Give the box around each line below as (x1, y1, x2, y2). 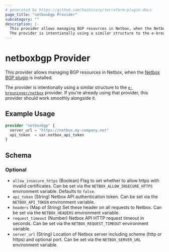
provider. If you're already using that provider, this (44, 89, 148, 96)
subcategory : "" (5, 17, 39, 22)
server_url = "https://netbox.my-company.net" (10, 128, 109, 133)
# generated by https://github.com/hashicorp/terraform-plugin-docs (5, 7, 152, 13)
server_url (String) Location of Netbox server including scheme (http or (12, 231, 162, 237)
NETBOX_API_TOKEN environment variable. (12, 199, 96, 205)
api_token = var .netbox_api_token (10, 132, 84, 138)
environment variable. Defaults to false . (12, 188, 96, 194)
